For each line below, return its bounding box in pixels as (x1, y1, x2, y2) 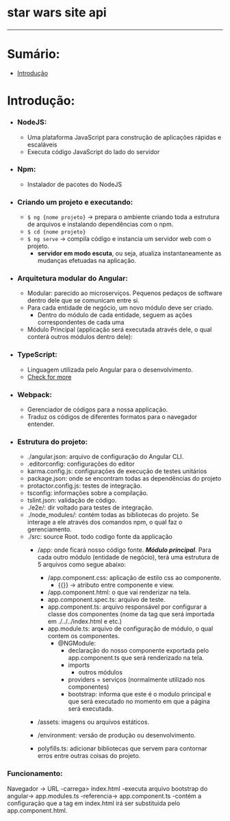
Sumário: (7, 47, 60, 62)
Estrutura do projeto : (16, 437, 88, 446)
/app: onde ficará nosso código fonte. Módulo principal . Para (37, 546, 212, 554)
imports (68, 661, 90, 669)
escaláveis (27, 140, 57, 149)
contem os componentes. (47, 632, 120, 640)
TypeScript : (16, 350, 57, 359)
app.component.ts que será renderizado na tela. (68, 654, 204, 662)
